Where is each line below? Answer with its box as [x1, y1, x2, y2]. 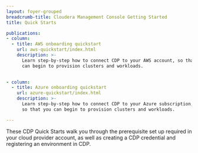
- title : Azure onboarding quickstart [11, 85, 107, 91]
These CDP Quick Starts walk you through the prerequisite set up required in [6, 128, 192, 135]
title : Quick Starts [6, 19, 57, 25]
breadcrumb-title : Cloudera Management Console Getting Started [6, 14, 167, 20]
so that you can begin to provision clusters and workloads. [21, 107, 176, 112]
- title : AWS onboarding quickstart [11, 41, 101, 47]
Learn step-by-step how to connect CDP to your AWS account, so [21, 57, 183, 64]
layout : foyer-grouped [6, 8, 62, 15]
